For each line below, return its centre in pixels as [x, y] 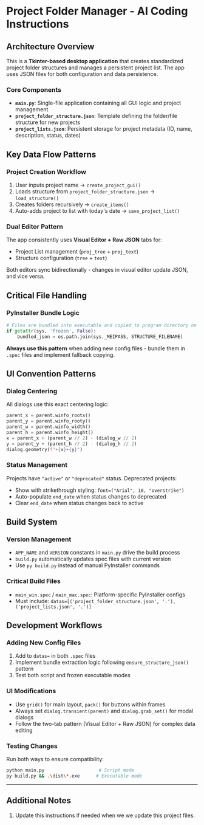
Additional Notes [39, 801]
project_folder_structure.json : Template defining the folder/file [96, 116]
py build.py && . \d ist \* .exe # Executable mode [74, 776]
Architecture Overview [50, 47]
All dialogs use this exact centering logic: [58, 404]
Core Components [34, 89]
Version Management [39, 539]
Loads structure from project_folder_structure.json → [85, 191]
